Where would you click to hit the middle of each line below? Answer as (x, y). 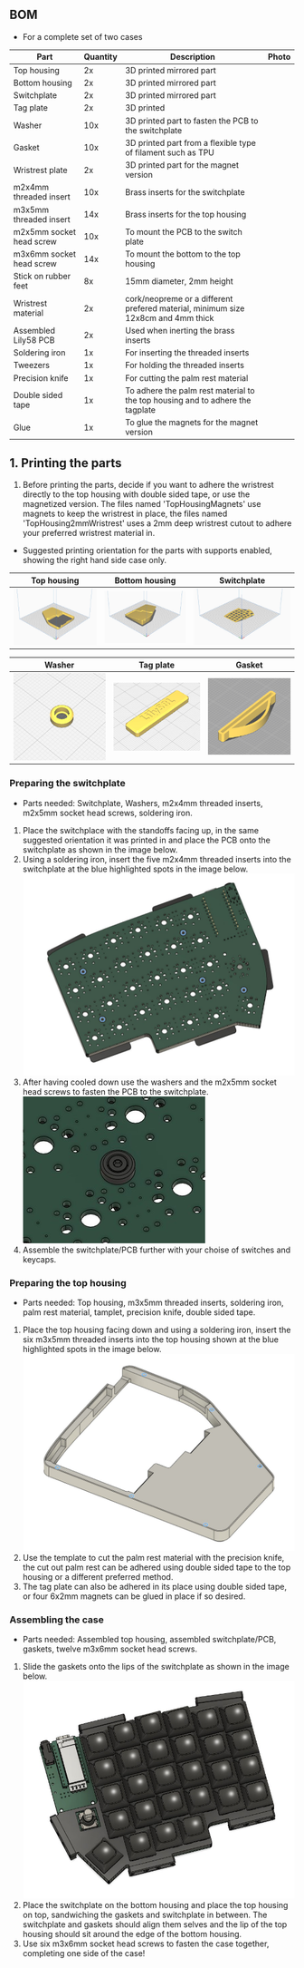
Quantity (100, 57)
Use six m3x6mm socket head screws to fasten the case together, (146, 1944)
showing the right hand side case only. (95, 560)
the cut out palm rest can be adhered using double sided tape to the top (157, 1567)
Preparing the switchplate (67, 784)
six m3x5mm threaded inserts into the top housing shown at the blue (150, 1340)
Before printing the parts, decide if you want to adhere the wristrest (148, 485)
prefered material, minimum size (185, 308)
